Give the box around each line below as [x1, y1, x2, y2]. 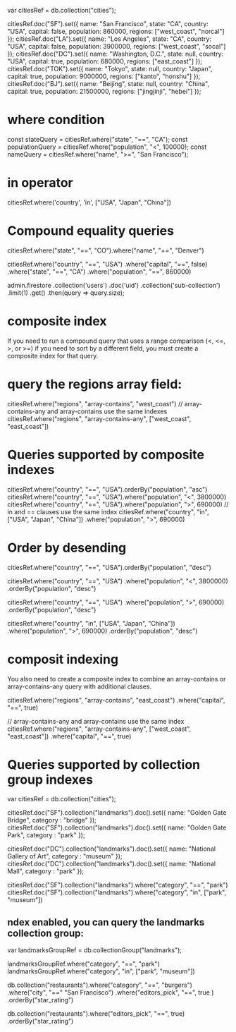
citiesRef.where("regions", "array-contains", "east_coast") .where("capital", [7, 696, 225, 704]
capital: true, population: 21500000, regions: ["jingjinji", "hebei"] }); [7, 87, 201, 95]
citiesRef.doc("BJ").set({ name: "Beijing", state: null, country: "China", [7, 80, 210, 87]
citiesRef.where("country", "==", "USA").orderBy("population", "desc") [7, 563, 211, 571]
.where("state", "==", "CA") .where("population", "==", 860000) [7, 267, 192, 276]
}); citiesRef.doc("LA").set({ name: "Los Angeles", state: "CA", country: [7, 35, 211, 43]
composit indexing [7, 651, 118, 667]
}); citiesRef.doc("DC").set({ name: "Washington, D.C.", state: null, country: [7, 49, 224, 58]
